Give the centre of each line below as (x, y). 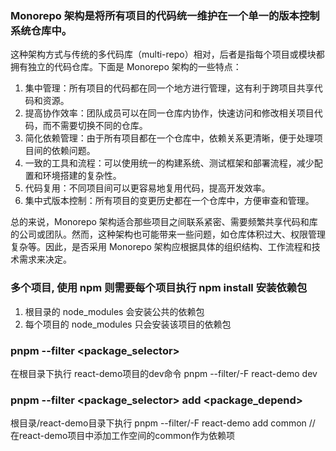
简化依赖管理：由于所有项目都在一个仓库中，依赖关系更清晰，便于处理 (169, 138)
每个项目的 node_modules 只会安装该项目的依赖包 (128, 324)
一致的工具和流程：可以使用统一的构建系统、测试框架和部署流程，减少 (169, 163)
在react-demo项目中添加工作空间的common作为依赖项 (122, 436)
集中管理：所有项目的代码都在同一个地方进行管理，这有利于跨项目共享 (169, 88)
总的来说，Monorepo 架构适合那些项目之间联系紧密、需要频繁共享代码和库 (164, 222)
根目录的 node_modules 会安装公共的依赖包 (114, 311)
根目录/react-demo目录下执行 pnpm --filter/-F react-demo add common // (163, 423)
